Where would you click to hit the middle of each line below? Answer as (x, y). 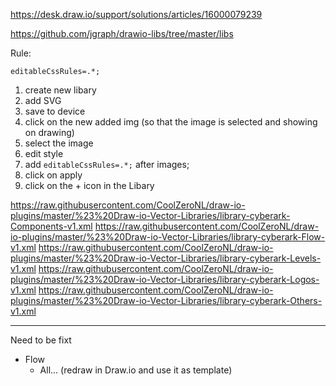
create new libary (60, 90)
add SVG (43, 100)
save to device (55, 111)
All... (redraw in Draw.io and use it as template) (136, 370)
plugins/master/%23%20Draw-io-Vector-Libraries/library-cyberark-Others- (166, 300)
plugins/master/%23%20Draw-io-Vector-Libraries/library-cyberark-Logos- (165, 279)
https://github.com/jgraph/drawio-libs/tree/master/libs (122, 33)
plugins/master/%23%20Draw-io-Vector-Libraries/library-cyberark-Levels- (166, 258)
